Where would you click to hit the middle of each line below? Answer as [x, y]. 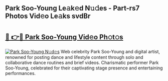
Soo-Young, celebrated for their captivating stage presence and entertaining [84, 68]
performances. [21, 73]
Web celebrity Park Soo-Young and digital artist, [111, 52]
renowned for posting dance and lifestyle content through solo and [74, 57]
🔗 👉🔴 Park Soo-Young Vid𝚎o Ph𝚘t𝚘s [64, 37]
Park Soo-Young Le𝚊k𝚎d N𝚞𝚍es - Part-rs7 [72, 8]
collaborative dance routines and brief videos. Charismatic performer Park [82, 63]
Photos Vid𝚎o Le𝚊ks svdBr [48, 16]
